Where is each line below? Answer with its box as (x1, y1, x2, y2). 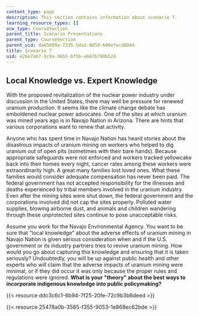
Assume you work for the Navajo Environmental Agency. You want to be (6, 223, 183, 230)
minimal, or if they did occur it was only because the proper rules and (6, 267, 177, 275)
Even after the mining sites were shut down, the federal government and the (6, 192, 194, 200)
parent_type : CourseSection (6, 37, 76, 43)
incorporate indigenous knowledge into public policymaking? (6, 280, 162, 288)
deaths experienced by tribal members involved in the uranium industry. (6, 186, 183, 193)
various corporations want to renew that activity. (6, 124, 125, 131)
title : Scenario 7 (6, 48, 52, 54)
